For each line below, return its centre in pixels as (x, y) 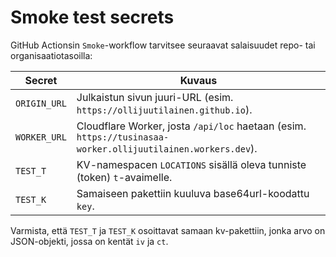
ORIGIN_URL (41, 103)
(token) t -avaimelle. (124, 177)
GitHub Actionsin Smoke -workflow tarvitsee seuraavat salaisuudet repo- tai (163, 45)
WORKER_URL (41, 137)
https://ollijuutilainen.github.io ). (164, 109)
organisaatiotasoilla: (51, 55)
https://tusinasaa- (123, 137)
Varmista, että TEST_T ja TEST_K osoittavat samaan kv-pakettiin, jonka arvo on (168, 230)
